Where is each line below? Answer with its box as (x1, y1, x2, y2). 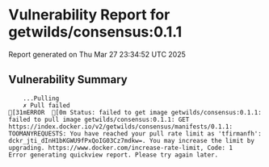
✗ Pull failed (23, 101, 70, 110)
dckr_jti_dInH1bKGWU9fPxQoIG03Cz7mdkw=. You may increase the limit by (8, 136, 254, 144)
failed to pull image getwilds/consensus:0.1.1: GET (8, 115, 190, 123)
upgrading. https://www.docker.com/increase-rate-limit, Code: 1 (8, 144, 233, 152)
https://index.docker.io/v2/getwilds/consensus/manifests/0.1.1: (8, 123, 233, 131)
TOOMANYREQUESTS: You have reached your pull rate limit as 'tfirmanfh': (8, 129, 263, 138)
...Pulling (23, 94, 60, 102)
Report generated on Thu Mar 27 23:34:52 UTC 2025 (8, 49, 186, 59)
